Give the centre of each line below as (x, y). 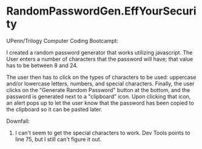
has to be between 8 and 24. (42, 65)
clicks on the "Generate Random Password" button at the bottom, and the (98, 90)
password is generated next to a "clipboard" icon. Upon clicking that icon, (99, 96)
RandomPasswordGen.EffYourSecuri (101, 11)
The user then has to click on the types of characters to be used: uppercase (101, 77)
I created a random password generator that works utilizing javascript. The (99, 52)
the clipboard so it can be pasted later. (54, 109)
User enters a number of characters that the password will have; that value (100, 59)
